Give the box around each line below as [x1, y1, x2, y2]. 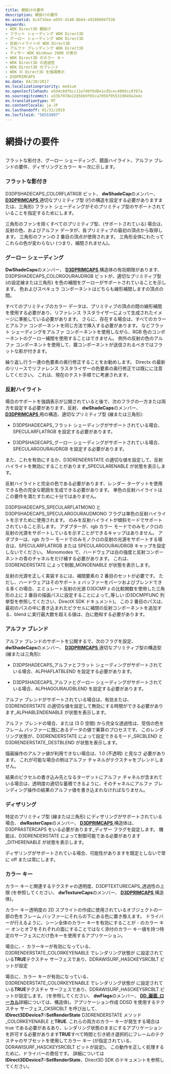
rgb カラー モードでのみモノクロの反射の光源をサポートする [32, 536, 158, 543]
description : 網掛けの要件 [5, 12, 58, 17]
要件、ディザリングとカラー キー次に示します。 [18, 164, 118, 170]
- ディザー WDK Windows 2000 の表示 [5, 50, 78, 55]
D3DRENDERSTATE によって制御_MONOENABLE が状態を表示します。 [5, 562, 153, 568]
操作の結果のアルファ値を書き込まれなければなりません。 [27, 787, 148, 793]
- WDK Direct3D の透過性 [5, 60, 55, 65]
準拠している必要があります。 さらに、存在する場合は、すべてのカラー [18, 316, 166, 322]
